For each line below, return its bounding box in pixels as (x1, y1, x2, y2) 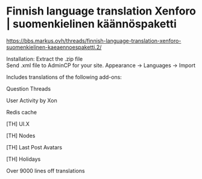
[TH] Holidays (6, 155, 41, 163)
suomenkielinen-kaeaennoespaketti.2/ (6, 44, 102, 51)
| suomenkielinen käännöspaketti (6, 17, 177, 31)
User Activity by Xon (6, 97, 57, 104)
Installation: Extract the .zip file (6, 55, 83, 62)
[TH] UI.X (6, 120, 30, 128)
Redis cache (6, 108, 37, 116)
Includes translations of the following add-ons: (6, 73, 122, 80)
